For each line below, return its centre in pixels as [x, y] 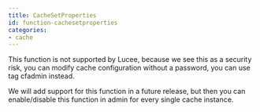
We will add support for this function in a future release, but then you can [127, 92]
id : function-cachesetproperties [63, 23]
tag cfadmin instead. [41, 76]
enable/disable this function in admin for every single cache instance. [121, 99]
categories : [28, 30]
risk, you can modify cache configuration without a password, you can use [129, 68]
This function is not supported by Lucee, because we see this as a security [130, 60]
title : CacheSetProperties [52, 15]
